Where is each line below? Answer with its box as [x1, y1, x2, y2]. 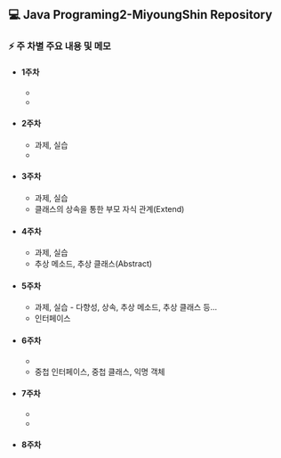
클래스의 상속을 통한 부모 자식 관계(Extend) [34, 203, 185, 214]
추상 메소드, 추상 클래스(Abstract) [34, 258, 153, 269]
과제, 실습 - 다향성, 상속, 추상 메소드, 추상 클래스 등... [34, 302, 218, 313]
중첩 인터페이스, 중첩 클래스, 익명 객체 [34, 366, 165, 377]
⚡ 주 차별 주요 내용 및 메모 [8, 40, 112, 53]
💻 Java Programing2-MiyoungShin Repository [8, 7, 273, 22]
